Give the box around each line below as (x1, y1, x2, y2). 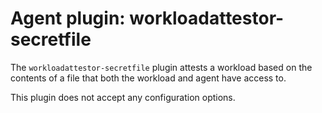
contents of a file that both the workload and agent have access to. (10, 72, 287, 84)
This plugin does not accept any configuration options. (10, 91, 236, 103)
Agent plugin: (10, 7, 126, 30)
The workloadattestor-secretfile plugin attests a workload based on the (10, 61, 313, 73)
